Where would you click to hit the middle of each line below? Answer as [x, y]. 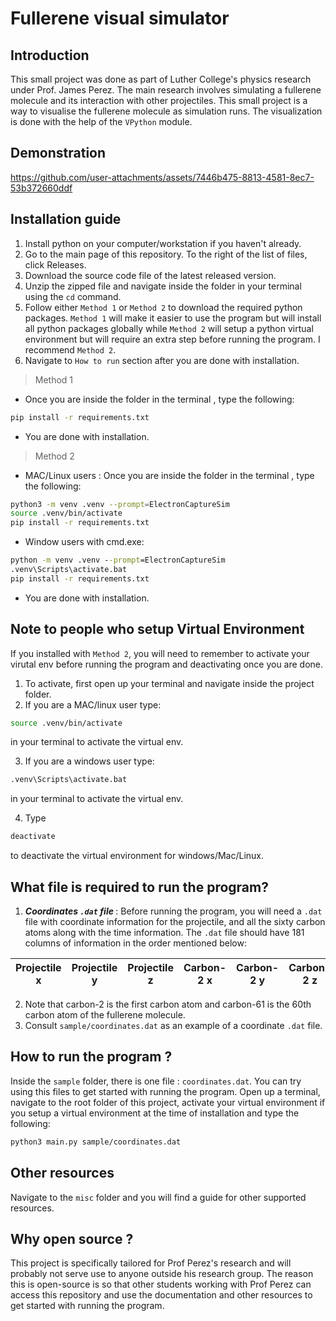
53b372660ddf [41, 188]
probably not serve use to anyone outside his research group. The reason [162, 1274]
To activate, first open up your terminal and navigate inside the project [169, 683]
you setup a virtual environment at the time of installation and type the [155, 1113]
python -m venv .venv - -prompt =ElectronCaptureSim [118, 560]
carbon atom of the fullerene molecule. [105, 1015]
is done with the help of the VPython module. [101, 121]
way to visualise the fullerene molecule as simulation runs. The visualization [166, 111]
